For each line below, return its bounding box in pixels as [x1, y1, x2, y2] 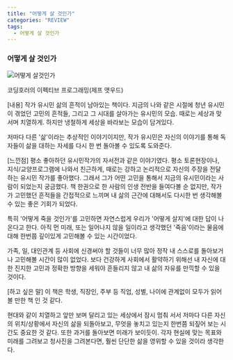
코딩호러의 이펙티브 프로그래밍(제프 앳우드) [7, 85, 124, 94]
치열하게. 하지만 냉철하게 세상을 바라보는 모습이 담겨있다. [19, 117, 175, 126]
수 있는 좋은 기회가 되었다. [7, 199, 78, 208]
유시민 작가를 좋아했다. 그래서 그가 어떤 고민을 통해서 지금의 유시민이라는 [19, 173, 217, 181]
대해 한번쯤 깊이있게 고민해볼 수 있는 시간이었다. [7, 231, 138, 240]
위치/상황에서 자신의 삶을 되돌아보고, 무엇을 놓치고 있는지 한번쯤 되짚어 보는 [14, 319, 219, 327]
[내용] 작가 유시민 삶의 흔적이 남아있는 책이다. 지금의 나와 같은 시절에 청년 [7, 100, 207, 108]
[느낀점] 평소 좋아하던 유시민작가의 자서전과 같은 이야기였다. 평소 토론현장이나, [7, 156, 220, 164]
